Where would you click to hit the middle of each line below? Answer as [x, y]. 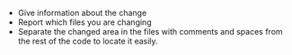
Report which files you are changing [84, 22]
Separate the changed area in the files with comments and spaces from [150, 31]
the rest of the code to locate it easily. [88, 41]
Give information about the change [82, 13]
